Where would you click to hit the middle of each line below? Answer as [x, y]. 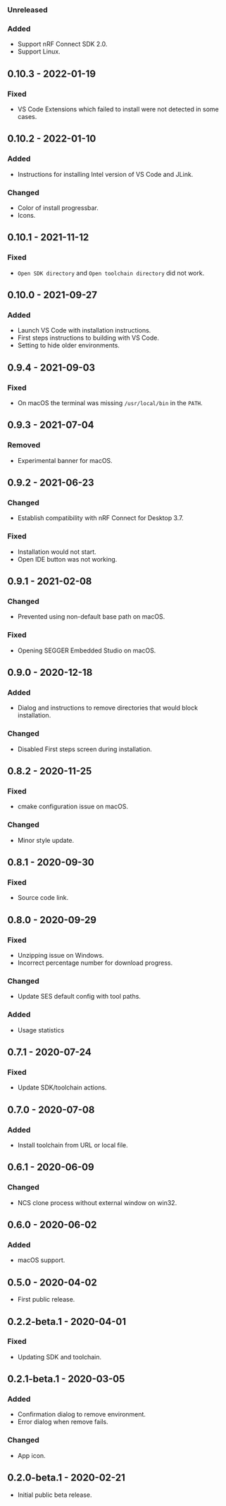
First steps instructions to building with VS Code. [88, 338]
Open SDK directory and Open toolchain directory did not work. [111, 273]
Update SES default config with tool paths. [79, 996]
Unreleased [27, 10]
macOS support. [41, 1260]
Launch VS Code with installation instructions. [84, 331]
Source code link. [43, 898]
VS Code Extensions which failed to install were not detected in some [118, 109]
